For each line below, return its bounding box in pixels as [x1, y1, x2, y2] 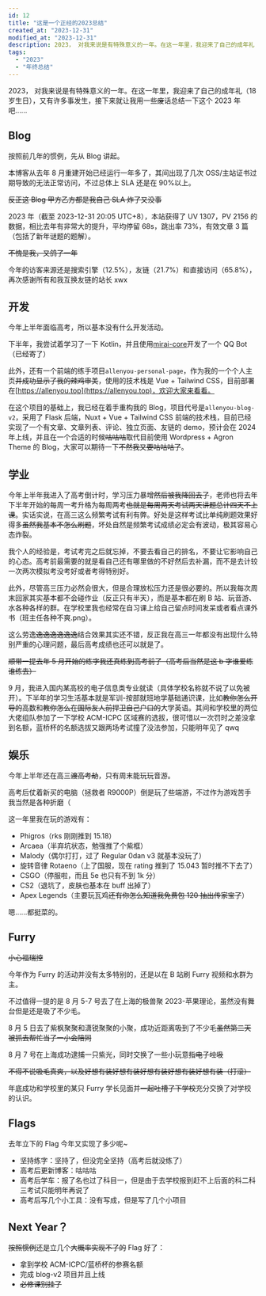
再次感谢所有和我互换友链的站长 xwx [8, 275, 128, 284]
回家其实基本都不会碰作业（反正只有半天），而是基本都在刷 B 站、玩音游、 [14, 593, 256, 602]
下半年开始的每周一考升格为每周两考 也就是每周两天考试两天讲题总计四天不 [8, 500, 251, 510]
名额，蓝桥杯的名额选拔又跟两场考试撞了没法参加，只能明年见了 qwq [14, 723, 240, 732]
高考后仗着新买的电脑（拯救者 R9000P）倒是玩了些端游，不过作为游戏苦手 [8, 788, 252, 796]
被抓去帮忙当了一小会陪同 [8, 1032, 92, 1042]
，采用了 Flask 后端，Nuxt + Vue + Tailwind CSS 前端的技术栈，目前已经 [15, 412, 252, 422]
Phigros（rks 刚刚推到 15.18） [19, 831, 116, 840]
